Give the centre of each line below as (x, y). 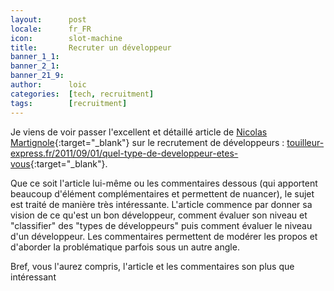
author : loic (48, 85)
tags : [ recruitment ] (69, 103)
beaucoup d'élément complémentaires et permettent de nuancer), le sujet (162, 193)
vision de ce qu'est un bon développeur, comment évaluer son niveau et (159, 215)
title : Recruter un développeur (91, 47)
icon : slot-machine (66, 38)
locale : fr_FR (51, 29)
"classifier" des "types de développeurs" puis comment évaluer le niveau (161, 225)
